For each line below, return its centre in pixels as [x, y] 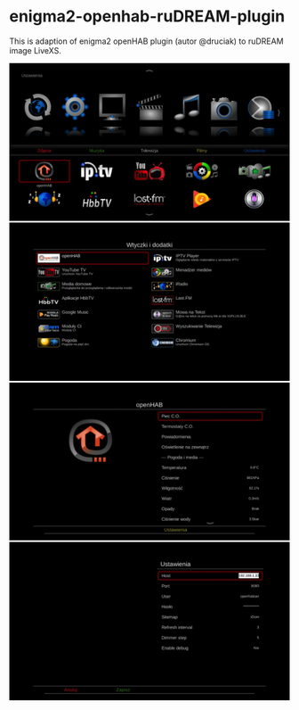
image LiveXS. [36, 50]
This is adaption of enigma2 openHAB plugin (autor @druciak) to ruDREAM [146, 41]
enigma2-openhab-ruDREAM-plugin [147, 17]
